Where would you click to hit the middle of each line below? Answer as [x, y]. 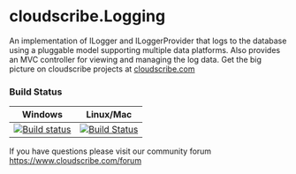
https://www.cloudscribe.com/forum [76, 161]
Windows [42, 115]
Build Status [36, 92]
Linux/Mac [109, 115]
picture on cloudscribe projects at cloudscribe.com [102, 69]
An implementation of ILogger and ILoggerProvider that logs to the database [148, 41]
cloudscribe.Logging [87, 16]
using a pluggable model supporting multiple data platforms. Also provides [145, 49]
